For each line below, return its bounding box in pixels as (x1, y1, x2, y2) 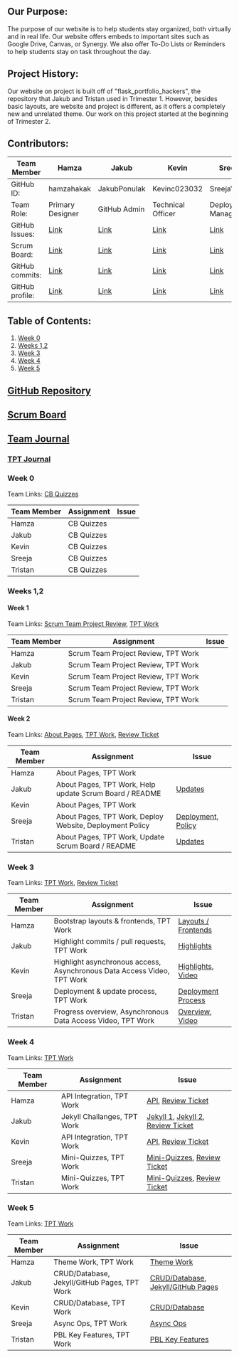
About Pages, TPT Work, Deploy (55, 811, 164, 821)
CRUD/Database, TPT (53, 1298, 126, 1307)
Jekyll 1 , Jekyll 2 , (147, 1111, 205, 1121)
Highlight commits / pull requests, (53, 937, 166, 947)
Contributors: (7, 138, 69, 150)
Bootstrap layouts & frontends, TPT (53, 916, 171, 926)
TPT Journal (7, 455, 51, 465)
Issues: (11, 229, 35, 239)
